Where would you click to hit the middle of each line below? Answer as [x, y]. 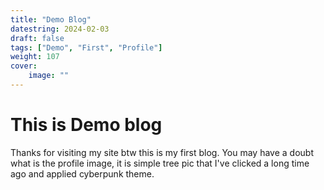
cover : [24, 66]
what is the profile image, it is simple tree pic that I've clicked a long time [160, 163]
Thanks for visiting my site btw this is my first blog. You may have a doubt [162, 152]
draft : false [37, 38]
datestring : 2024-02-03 [60, 29]
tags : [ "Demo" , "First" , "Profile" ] [86, 47]
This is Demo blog [86, 125]
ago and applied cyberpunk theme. [82, 173]
